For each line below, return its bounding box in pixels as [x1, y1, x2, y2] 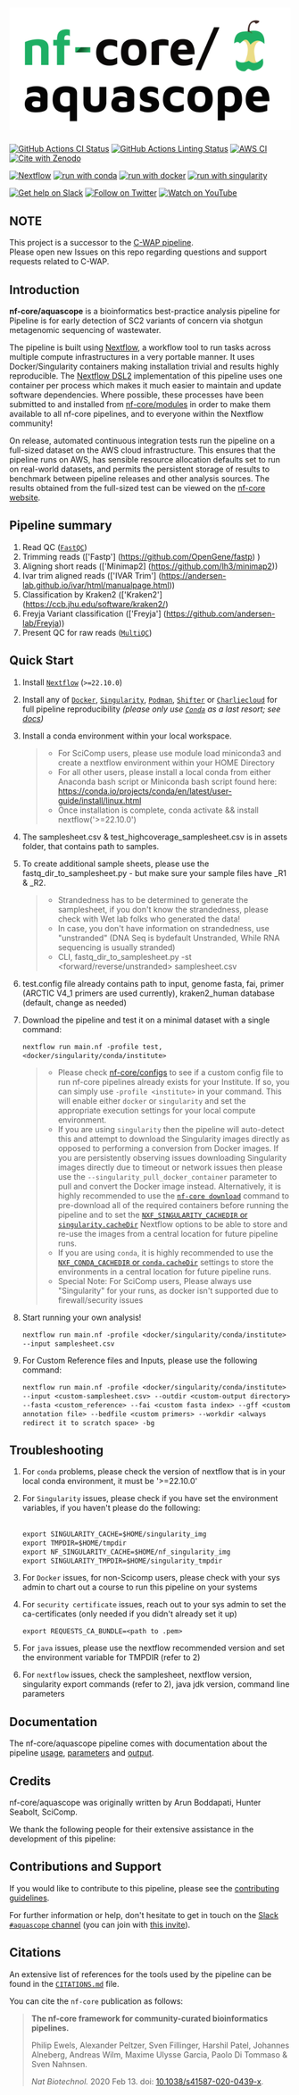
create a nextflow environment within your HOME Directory [57, 757, 275, 768]
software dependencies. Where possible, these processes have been [9, 389, 264, 400]
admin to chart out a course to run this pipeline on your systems [21, 1582, 258, 1592]
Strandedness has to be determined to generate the [57, 894, 248, 905]
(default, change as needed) [21, 997, 128, 1007]
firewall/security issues [57, 1294, 144, 1306]
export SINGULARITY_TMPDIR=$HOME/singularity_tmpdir [21, 1557, 223, 1565]
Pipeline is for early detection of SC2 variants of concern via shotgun [9, 315, 263, 326]
